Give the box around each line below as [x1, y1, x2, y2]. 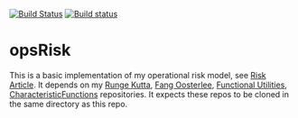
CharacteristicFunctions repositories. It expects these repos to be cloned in [9, 88, 289, 99]
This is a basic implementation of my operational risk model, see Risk [9, 69, 266, 80]
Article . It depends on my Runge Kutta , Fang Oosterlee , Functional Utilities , [9, 79, 287, 90]
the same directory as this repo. [9, 98, 128, 109]
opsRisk [9, 41, 71, 60]
